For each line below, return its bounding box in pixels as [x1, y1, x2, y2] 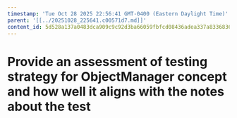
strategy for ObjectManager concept [7, 68, 227, 84]
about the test [7, 98, 92, 114]
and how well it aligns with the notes [7, 84, 224, 99]
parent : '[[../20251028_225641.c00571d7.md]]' [7, 17, 147, 24]
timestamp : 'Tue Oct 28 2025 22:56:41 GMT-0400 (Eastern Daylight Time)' [7, 10, 229, 18]
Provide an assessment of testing [7, 53, 208, 70]
